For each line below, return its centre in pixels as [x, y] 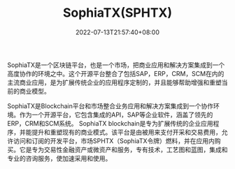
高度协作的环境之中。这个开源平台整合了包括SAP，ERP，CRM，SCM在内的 [116, 73]
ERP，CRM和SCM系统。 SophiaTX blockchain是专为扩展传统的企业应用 [110, 123]
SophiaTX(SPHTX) [117, 13]
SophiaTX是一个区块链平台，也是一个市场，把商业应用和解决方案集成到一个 [116, 65]
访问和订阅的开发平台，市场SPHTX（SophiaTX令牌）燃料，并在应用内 [114, 140]
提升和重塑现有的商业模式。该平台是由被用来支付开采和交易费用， [126, 132]
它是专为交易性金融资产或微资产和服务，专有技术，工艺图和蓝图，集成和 [123, 149]
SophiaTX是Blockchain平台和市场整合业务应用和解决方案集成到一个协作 [111, 105]
